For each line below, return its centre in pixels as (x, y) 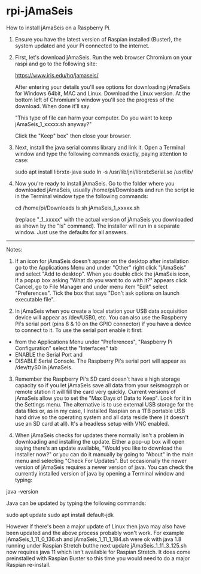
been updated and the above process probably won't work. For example (95, 533)
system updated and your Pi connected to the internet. (82, 46)
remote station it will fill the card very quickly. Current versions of (95, 391)
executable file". (35, 299)
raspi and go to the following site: (56, 64)
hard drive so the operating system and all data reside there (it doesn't (102, 417)
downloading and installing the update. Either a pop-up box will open (100, 441)
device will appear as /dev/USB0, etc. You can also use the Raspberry (101, 317)
